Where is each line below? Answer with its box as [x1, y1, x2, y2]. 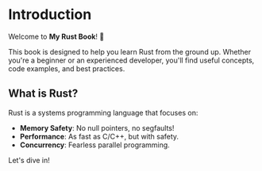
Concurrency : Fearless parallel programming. [19, 140, 171, 150]
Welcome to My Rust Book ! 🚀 [8, 32, 105, 41]
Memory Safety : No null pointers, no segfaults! [19, 123, 175, 132]
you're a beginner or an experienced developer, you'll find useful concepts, [8, 55, 255, 65]
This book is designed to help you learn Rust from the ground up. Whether [8, 47, 252, 56]
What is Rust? [8, 87, 79, 101]
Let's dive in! [8, 155, 50, 165]
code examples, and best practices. [8, 63, 125, 73]
